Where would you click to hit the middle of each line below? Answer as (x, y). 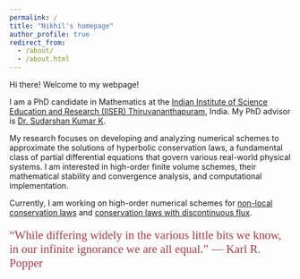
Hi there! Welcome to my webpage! (74, 85)
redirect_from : (38, 42)
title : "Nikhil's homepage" (62, 26)
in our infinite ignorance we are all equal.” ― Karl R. (135, 249)
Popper (26, 263)
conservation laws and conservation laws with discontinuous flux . (131, 212)
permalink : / (34, 17)
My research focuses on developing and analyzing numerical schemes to (144, 138)
